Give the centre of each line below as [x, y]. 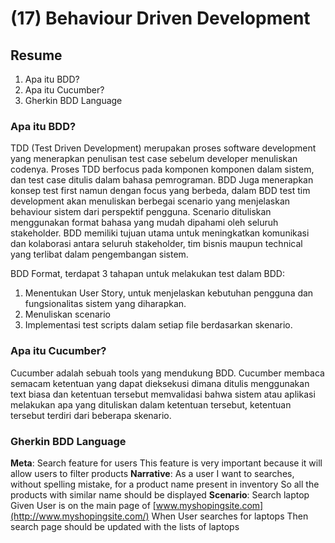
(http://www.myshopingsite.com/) [80, 516]
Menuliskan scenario [67, 314]
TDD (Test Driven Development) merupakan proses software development [163, 148]
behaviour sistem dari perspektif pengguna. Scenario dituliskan [141, 212]
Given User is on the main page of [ [83, 505]
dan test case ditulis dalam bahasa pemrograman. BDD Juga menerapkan [162, 180]
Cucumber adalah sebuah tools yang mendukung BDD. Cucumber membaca [167, 373]
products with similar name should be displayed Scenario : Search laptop [160, 494]
